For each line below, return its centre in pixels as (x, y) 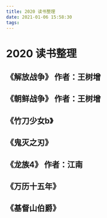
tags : (13, 22)
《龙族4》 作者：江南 (45, 165)
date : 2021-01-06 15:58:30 (39, 17)
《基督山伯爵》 (33, 208)
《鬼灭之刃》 (29, 143)
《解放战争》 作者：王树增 (53, 77)
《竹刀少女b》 (30, 120)
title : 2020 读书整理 (31, 11)
